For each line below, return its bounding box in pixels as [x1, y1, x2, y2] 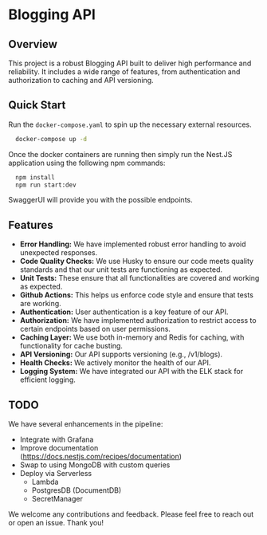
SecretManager [31, 494, 84, 504]
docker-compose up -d [15, 135, 88, 143]
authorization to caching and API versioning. [8, 76, 154, 85]
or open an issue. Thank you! [8, 518, 104, 528]
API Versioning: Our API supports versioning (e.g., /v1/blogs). [19, 349, 223, 360]
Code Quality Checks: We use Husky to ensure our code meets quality [19, 257, 253, 266]
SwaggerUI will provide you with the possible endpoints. [8, 195, 193, 205]
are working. [19, 299, 61, 309]
